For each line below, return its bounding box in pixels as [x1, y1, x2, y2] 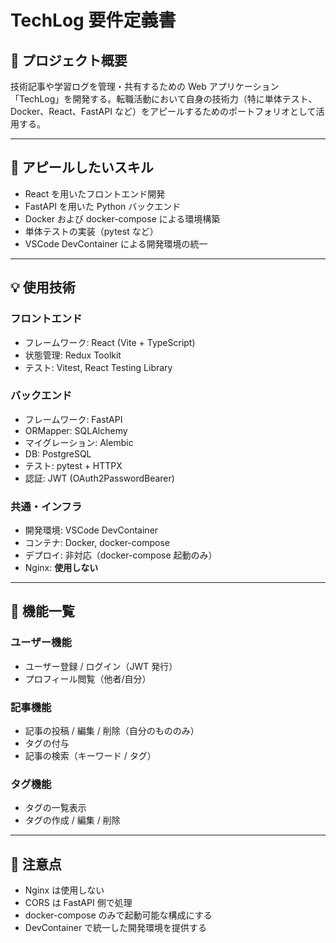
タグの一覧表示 [24, 802, 87, 814]
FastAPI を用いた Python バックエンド [24, 200, 182, 212]
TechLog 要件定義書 [10, 9, 177, 32]
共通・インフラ [10, 499, 83, 513]
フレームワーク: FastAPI [24, 413, 123, 425]
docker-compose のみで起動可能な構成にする [24, 909, 213, 921]
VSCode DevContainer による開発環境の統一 [24, 237, 208, 250]
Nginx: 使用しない [24, 562, 99, 574]
